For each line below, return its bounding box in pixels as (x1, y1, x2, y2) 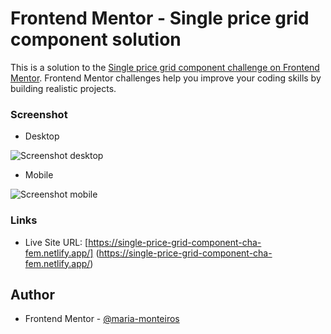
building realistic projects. (10, 82, 117, 94)
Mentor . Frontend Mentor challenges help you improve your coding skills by (10, 72, 322, 84)
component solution (10, 28, 182, 51)
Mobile (24, 169, 54, 181)
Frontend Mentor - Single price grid (10, 7, 310, 30)
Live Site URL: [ (24, 236, 89, 248)
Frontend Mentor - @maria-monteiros (24, 313, 180, 325)
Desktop (24, 130, 60, 142)
